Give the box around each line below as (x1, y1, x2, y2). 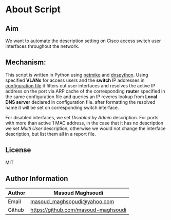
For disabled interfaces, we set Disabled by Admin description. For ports (5, 114, 159, 120)
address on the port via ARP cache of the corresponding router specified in (5, 88, 165, 94)
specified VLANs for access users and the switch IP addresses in (5, 77, 145, 83)
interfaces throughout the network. (5, 43, 80, 49)
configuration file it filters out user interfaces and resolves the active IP (5, 82, 156, 88)
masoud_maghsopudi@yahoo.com (30, 198, 115, 205)
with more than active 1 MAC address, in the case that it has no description (5, 120, 163, 126)
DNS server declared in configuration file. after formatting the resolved (5, 99, 156, 105)
